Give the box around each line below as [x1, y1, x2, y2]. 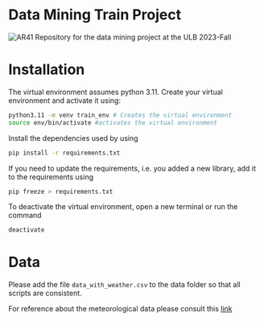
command [8, 211, 42, 220]
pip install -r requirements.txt [8, 149, 121, 157]
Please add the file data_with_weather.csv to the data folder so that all [8, 280, 241, 290]
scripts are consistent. [8, 288, 82, 298]
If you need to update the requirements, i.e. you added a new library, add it [8, 163, 256, 173]
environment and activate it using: [8, 95, 121, 105]
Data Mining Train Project [8, 6, 182, 24]
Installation [8, 60, 85, 79]
